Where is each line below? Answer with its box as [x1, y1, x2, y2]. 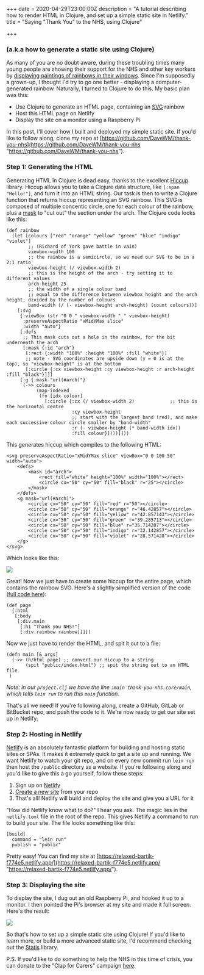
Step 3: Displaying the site [6, 880, 86, 889]
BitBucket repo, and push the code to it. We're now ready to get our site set [6, 708, 195, 716]
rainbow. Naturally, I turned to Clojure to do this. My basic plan [33, 85, 190, 92]
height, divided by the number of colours [6, 297, 116, 303]
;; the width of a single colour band [28, 286, 127, 292]
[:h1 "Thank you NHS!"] [19, 624, 80, 630]
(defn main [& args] [6, 651, 59, 658]
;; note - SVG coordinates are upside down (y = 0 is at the [25, 355, 184, 362]
